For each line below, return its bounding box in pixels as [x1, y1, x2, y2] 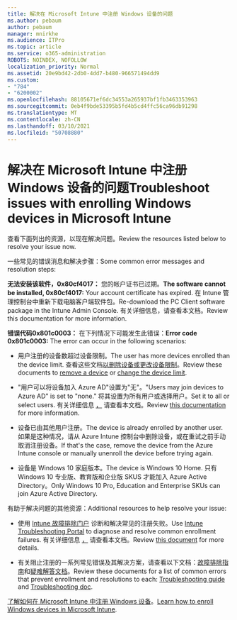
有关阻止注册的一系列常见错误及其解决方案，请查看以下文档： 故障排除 [17, 558, 223, 567]
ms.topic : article [7, 43, 62, 50]
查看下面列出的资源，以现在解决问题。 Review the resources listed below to [7, 235, 226, 243]
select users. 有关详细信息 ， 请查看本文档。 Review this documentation [17, 401, 226, 409]
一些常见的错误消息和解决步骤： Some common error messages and [7, 257, 205, 266]
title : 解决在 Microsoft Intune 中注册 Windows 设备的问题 [7, 10, 173, 18]
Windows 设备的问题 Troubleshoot [7, 179, 210, 196]
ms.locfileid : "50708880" [7, 129, 83, 136]
